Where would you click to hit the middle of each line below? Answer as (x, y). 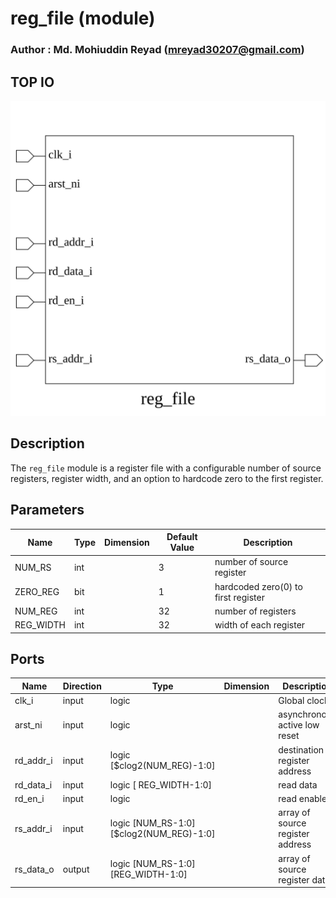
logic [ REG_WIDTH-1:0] (161, 784)
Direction (82, 686)
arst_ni (28, 725)
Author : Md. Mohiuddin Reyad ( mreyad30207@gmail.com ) (157, 50)
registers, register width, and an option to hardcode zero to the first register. (167, 478)
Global (291, 701)
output (76, 869)
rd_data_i (33, 784)
